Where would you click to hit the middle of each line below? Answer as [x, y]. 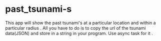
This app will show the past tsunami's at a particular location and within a [80, 23]
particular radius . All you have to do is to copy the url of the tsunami [75, 28]
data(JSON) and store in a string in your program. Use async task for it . [79, 33]
